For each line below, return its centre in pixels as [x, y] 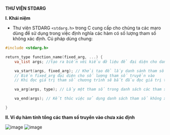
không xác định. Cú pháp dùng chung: [53, 39]
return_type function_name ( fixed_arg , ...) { [54, 57]
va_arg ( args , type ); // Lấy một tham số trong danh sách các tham [88, 89]
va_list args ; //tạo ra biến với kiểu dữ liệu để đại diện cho [86, 62]
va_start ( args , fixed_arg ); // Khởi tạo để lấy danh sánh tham [86, 71]
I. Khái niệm [18, 18]
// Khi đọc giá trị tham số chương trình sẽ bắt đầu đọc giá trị [88, 80]
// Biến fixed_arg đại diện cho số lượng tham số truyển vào [85, 76]
